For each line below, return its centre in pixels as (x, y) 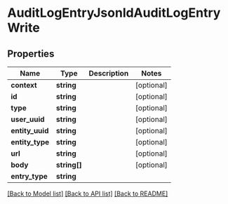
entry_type (29, 176)
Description (109, 73)
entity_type (30, 142)
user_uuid (28, 119)
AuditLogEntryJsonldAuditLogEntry (114, 13)
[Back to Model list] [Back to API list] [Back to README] (88, 193)
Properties (31, 54)
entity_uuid (30, 131)
